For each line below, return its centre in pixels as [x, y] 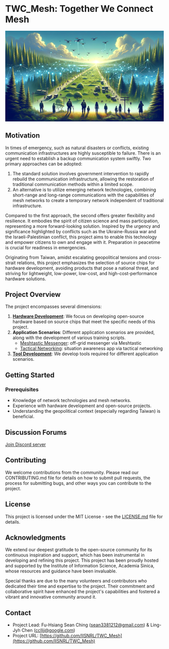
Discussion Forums [36, 432]
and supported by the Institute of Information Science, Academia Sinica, [80, 566]
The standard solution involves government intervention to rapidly [81, 173]
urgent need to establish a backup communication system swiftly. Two [78, 158]
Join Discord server [26, 444]
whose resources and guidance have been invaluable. [61, 571]
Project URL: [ [27, 636]
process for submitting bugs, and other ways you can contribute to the [78, 483]
